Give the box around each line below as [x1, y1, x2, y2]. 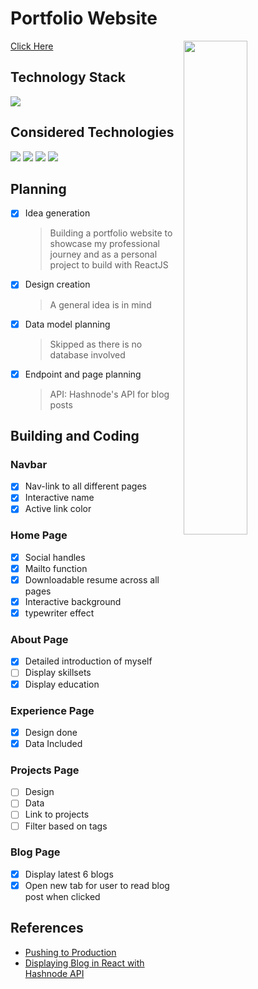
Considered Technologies [10, 124, 175, 141]
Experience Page [10, 703, 95, 717]
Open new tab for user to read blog [24, 879, 170, 891]
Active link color [24, 503, 92, 515]
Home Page [10, 528, 68, 542]
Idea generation [24, 207, 91, 219]
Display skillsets [24, 667, 92, 679]
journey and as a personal [49, 248, 158, 261]
